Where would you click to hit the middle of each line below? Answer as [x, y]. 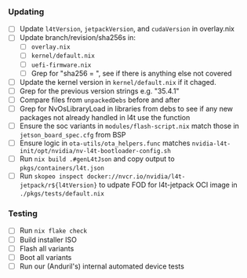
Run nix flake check [53, 231]
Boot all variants [45, 257]
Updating [26, 12]
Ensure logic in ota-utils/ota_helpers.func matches [105, 143]
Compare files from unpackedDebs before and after [100, 100]
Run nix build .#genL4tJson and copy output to [97, 159]
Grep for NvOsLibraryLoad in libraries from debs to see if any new [126, 108]
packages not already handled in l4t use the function [105, 117]
